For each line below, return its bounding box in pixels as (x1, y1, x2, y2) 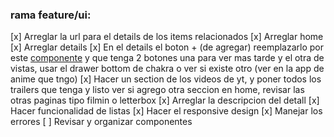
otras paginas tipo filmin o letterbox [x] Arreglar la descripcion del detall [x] (10, 94, 320, 107)
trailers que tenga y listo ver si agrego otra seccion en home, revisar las (10, 84, 305, 96)
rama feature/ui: (10, 8, 92, 22)
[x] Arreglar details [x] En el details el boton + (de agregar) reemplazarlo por (10, 41, 325, 53)
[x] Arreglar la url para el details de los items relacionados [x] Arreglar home (10, 31, 324, 43)
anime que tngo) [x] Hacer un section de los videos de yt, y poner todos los (10, 73, 322, 85)
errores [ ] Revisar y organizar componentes (10, 116, 193, 128)
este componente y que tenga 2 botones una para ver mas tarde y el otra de (10, 52, 325, 64)
